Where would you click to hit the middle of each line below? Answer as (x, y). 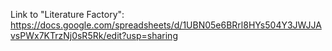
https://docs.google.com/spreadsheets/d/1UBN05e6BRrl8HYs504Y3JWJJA (166, 25)
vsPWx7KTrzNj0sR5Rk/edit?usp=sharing (94, 35)
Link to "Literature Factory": (67, 14)
